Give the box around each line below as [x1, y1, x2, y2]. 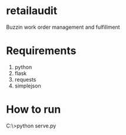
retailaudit [6, 4, 58, 18]
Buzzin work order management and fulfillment [6, 23, 120, 31]
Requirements [6, 44, 77, 58]
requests [14, 76, 37, 83]
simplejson [14, 82, 41, 89]
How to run [6, 103, 61, 116]
